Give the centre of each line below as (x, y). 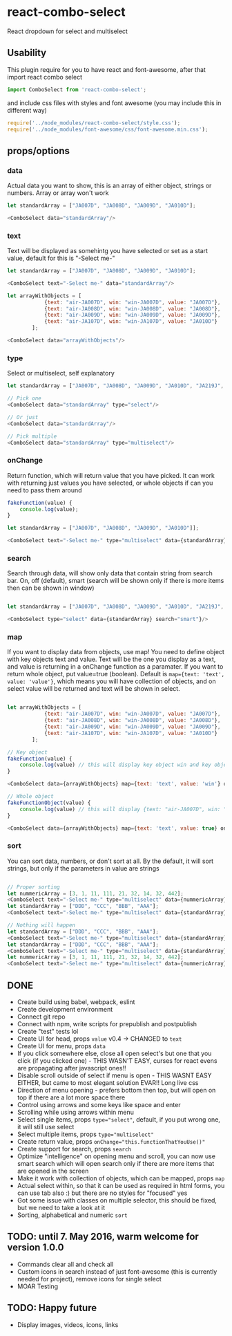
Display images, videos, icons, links (68, 1324)
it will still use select (46, 1127)
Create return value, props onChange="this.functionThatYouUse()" (111, 1142)
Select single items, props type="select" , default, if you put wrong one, (119, 1120)
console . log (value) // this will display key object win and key (116, 765)
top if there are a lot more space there (71, 1097)
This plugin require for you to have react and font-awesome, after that (106, 69)
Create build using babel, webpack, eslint (76, 1002)
